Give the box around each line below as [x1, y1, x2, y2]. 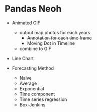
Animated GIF [12, 20, 41, 26]
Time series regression [19, 96, 67, 102]
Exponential [19, 85, 44, 91]
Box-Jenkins [19, 101, 46, 107]
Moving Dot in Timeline [27, 40, 75, 46]
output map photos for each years [19, 29, 90, 35]
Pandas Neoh [5, 3, 62, 15]
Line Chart [12, 55, 34, 61]
